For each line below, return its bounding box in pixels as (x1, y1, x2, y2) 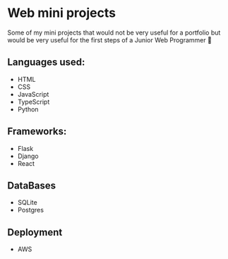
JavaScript (17, 90, 49, 98)
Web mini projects (7, 5, 116, 21)
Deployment (7, 226, 63, 238)
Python (17, 104, 39, 114)
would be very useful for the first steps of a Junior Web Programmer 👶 (7, 35, 212, 44)
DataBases (7, 179, 56, 191)
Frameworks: (7, 126, 67, 138)
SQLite (17, 198, 37, 207)
